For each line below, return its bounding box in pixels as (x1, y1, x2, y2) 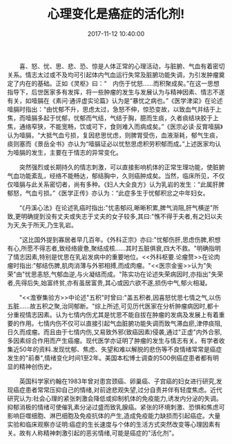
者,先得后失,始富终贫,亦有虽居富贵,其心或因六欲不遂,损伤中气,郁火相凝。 (7, 278, 212, 287)
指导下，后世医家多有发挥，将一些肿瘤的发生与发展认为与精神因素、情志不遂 (7, 88, 225, 96)
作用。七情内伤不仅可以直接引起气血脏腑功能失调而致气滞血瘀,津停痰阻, (19, 319, 223, 327)
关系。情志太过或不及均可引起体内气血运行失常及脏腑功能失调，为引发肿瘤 (7, 70, 219, 79)
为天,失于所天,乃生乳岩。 (7, 220, 78, 229)
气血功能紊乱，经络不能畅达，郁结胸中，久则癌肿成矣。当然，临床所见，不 (7, 171, 219, 180)
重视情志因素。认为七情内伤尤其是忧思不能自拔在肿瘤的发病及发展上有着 (12, 310, 219, 318)
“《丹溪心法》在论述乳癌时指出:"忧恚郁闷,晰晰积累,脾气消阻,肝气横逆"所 (19, 203, 220, 211)
